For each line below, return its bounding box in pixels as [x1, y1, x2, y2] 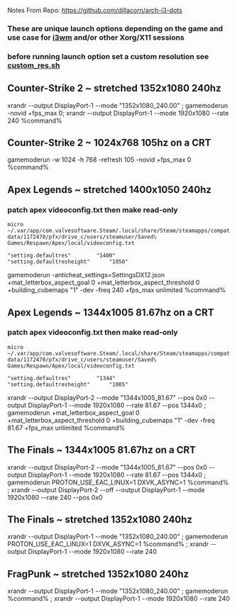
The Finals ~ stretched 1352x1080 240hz [7, 514, 193, 526]
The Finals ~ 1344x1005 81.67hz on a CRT [7, 444, 197, 456]
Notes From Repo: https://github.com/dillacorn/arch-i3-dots [7, 6, 182, 14]
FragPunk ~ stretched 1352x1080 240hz [7, 567, 189, 580]
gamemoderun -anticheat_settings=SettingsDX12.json [7, 271, 165, 279]
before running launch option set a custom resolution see [7, 51, 209, 61]
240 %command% [7, 116, 62, 125]
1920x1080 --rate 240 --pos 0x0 [7, 493, 103, 501]
